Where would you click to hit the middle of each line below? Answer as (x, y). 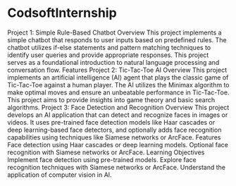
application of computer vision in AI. (60, 175)
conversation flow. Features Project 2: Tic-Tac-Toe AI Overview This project (117, 70)
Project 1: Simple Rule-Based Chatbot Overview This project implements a (114, 32)
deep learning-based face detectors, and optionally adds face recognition (114, 130)
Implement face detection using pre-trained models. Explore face (102, 159)
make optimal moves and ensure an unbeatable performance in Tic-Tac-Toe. (118, 92)
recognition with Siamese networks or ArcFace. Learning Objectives (106, 152)
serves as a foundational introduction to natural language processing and (113, 62)
